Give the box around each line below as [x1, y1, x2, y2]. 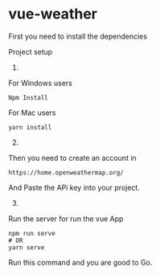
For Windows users [8, 78, 72, 88]
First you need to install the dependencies [8, 31, 147, 41]
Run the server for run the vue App [8, 214, 124, 224]
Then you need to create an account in [8, 153, 137, 162]
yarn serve [8, 243, 45, 252]
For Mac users [8, 108, 56, 117]
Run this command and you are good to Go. [8, 257, 153, 267]
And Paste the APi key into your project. [8, 183, 141, 192]
